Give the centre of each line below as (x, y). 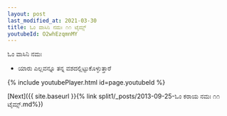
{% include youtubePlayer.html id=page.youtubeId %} (86, 83)
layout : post (27, 14)
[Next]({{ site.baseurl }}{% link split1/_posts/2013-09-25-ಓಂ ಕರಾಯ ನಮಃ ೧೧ (114, 96)
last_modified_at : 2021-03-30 (52, 21)
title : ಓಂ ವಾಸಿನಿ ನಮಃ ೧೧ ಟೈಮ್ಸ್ (47, 27)
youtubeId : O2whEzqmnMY (43, 34)
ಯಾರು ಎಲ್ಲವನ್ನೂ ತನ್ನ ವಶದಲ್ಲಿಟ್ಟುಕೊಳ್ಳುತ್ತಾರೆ (64, 68)
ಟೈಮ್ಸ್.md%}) (26, 105)
